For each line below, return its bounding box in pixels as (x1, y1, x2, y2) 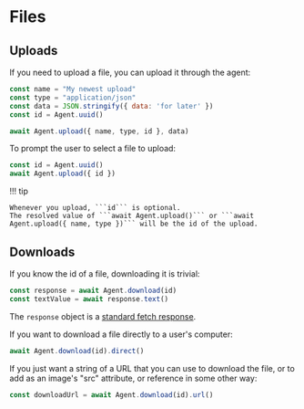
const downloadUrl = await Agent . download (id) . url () (9, 390, 214, 399)
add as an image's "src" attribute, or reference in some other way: (9, 372, 258, 383)
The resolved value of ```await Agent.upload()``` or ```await (9, 212, 255, 221)
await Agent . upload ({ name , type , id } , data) (9, 126, 189, 136)
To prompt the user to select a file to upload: (9, 143, 176, 154)
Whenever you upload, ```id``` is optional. (9, 204, 181, 213)
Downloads (9, 244, 76, 259)
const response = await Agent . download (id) (9, 286, 177, 295)
